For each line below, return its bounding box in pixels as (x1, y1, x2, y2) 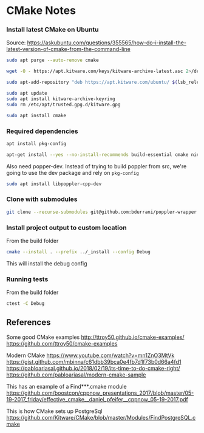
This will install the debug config (6, 259, 87, 267)
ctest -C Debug (6, 301, 45, 307)
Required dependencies (6, 127, 78, 135)
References (6, 317, 51, 328)
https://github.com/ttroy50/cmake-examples (6, 339, 118, 347)
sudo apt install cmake (6, 112, 67, 118)
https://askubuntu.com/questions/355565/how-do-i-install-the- (27, 39, 187, 46)
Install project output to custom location (6, 223, 127, 231)
